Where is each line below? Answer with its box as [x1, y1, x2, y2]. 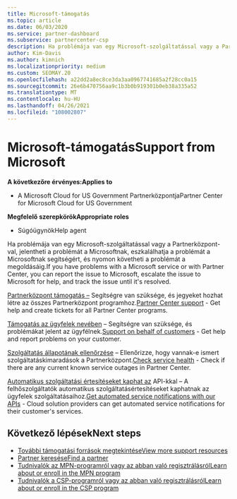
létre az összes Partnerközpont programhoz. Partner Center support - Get [7, 298, 221, 307]
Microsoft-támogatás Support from [7, 139, 216, 155]
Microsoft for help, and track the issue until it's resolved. [7, 277, 171, 286]
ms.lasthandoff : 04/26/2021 [7, 102, 90, 109]
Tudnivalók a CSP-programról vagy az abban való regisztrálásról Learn [17, 476, 222, 484]
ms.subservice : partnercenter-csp [7, 37, 109, 44]
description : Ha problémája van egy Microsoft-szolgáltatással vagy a [7, 43, 219, 50]
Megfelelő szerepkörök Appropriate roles [7, 212, 129, 221]
